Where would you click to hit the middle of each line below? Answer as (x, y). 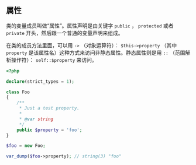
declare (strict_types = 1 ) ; (40, 81)
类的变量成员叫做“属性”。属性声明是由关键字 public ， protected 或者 (90, 26)
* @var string (36, 119)
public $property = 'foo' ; (49, 130)
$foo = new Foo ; (26, 146)
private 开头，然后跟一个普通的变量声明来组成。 (65, 33)
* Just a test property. (49, 108)
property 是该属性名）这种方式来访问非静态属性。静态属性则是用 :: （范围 (96, 52)
